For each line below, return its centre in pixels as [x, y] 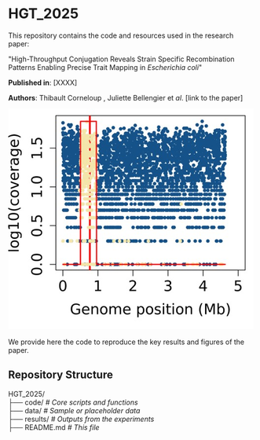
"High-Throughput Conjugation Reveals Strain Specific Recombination [121, 59]
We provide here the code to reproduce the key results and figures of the [126, 342]
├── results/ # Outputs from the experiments [81, 419]
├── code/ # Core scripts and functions [73, 402]
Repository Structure [61, 375]
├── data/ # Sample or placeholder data [74, 410]
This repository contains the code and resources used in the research [121, 35]
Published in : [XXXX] [43, 82]
